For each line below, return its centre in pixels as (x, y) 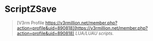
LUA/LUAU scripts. (95, 33)
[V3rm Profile (30, 23)
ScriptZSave (31, 9)
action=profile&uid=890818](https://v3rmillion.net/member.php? (82, 28)
